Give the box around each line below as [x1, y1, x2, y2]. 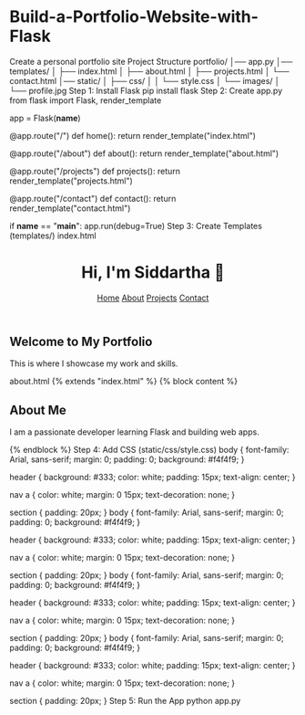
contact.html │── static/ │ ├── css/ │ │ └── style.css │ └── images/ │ [9, 75, 280, 86]
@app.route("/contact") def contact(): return [9, 193, 177, 204]
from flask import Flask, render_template [9, 94, 162, 106]
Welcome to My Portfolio [9, 333, 153, 349]
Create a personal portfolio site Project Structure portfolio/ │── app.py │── [9, 56, 293, 67]
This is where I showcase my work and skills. [9, 358, 178, 369]
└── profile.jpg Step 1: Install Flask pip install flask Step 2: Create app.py [9, 85, 283, 96]
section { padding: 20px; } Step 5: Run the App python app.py [9, 696, 241, 707]
